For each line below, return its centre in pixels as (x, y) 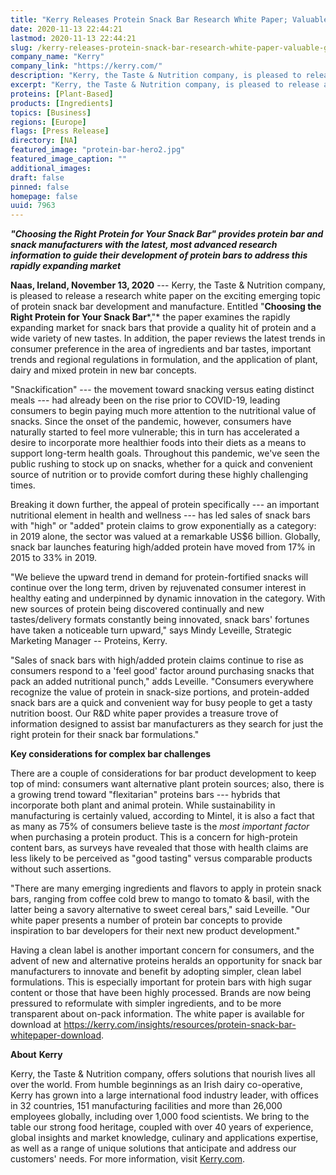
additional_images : (51, 168)
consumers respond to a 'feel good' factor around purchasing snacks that (162, 671)
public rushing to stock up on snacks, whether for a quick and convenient (161, 464)
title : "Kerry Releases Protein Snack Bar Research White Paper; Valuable (169, 19)
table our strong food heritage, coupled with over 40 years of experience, (162, 1127)
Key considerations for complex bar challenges (111, 754)
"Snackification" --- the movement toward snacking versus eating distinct (162, 390)
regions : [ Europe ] (48, 122)
